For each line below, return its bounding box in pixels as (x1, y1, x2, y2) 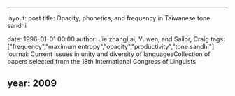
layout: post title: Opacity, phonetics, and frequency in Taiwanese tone (7, 14, 211, 22)
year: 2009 (7, 78, 57, 90)
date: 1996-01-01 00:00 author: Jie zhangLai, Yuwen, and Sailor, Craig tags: (7, 35, 225, 43)
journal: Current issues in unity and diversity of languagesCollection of (7, 50, 211, 58)
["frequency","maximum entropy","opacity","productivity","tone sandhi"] (7, 43, 215, 50)
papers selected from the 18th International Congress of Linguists (7, 57, 197, 65)
